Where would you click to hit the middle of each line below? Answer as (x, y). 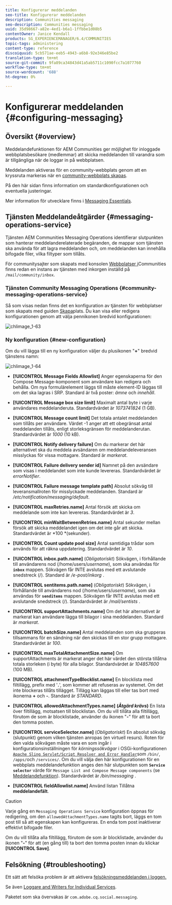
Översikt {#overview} (41, 137)
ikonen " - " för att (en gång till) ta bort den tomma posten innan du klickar (82, 843)
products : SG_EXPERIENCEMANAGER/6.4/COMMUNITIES (58, 39)
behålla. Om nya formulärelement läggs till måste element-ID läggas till (88, 387)
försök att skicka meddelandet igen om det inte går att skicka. (78, 528)
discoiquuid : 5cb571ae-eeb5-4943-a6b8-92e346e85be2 (62, 53)
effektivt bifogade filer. (29, 827)
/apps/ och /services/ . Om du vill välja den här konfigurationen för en (86, 760)
